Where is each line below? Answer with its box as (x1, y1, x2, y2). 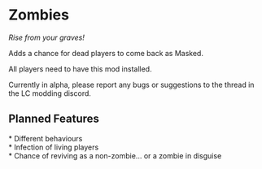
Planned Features (8, 112, 100, 126)
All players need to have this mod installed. (8, 63, 152, 74)
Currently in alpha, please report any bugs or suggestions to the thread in (8, 80, 255, 89)
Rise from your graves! (8, 32, 85, 42)
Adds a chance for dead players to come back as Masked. (8, 48, 203, 58)
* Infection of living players (8, 142, 99, 152)
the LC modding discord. (8, 88, 92, 98)
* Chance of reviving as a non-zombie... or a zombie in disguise (8, 150, 222, 160)
